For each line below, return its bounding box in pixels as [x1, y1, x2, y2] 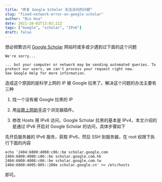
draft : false [5, 30, 32, 35]
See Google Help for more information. [5, 71, 86, 76]
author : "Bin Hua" [5, 16, 42, 21]
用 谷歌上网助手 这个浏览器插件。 [12, 107, 77, 113]
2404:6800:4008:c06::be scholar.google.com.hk [5, 154, 101, 159]
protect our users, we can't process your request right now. [5, 67, 134, 71]
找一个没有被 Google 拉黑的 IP [12, 96, 73, 102]
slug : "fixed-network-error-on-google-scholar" [5, 12, 104, 17]
